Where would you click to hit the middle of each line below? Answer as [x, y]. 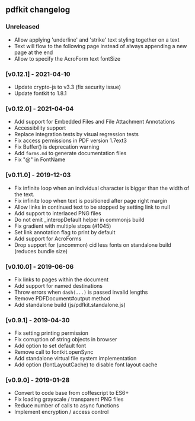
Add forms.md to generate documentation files [70, 153]
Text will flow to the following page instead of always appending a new [100, 46]
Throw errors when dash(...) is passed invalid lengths [81, 292]
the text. [24, 194]
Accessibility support [40, 128]
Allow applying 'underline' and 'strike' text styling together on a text [97, 40]
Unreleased [23, 27]
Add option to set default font [50, 346]
